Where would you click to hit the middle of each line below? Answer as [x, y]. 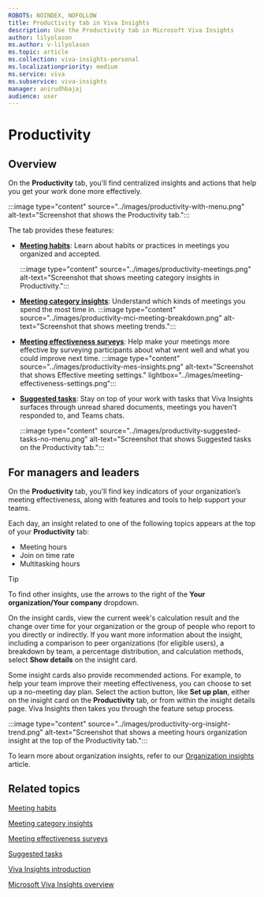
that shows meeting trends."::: [127, 326]
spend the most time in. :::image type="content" [98, 310]
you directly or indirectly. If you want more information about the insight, [125, 635]
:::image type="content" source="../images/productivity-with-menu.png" [126, 207]
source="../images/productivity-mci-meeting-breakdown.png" [121, 318]
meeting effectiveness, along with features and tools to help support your [127, 500]
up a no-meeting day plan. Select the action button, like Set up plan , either [129, 692]
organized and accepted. [60, 254]
